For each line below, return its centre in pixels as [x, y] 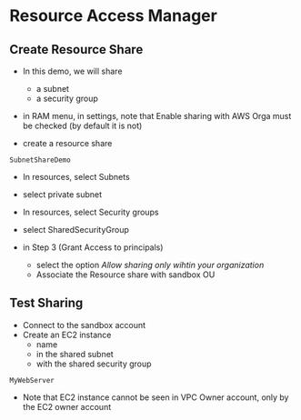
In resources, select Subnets [76, 177]
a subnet [53, 89]
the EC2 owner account [67, 406]
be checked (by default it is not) [82, 125]
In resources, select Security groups [90, 212]
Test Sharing [46, 303]
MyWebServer [32, 380]
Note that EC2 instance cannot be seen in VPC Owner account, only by [156, 397]
